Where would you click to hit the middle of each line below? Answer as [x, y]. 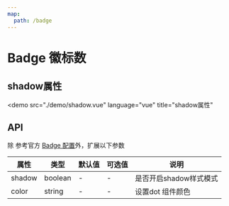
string [54, 191]
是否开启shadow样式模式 [176, 178]
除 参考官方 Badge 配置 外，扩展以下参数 [66, 146]
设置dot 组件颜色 [162, 192]
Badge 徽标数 [47, 58]
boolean [58, 178]
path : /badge [33, 21]
